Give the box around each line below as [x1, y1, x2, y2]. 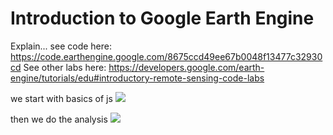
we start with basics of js [10, 92, 113, 104]
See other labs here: [23, 61, 107, 73]
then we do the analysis [10, 113, 108, 125]
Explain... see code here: [10, 40, 112, 52]
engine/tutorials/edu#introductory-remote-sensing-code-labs [10, 72, 265, 84]
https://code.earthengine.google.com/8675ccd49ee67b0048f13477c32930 [10, 50, 323, 62]
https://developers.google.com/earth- [108, 61, 265, 73]
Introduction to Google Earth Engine [10, 7, 315, 30]
